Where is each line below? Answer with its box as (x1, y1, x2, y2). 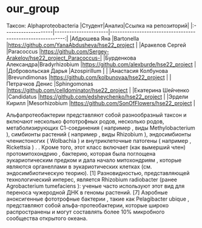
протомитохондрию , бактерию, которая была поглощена (6, 150, 156, 157)
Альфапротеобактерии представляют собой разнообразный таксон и (6, 111, 187, 119)
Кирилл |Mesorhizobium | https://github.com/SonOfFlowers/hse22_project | (6, 99, 195, 106)
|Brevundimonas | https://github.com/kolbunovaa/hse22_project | (6, 74, 169, 81)
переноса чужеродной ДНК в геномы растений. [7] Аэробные (6, 188, 168, 196)
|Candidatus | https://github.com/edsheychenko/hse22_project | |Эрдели (6, 93, 189, 100)
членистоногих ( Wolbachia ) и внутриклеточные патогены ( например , (6, 137, 192, 144)
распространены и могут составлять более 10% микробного (6, 208, 165, 215)
